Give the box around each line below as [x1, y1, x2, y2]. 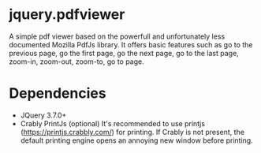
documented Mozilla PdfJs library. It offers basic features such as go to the [9, 39, 253, 49]
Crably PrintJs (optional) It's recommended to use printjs [20, 118, 206, 128]
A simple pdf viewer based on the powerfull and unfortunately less [9, 32, 226, 41]
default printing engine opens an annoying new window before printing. [20, 136, 253, 145]
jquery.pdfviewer [9, 6, 125, 24]
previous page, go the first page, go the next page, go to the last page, [9, 48, 239, 58]
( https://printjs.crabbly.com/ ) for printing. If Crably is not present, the [20, 127, 245, 136]
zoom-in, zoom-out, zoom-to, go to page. [9, 57, 144, 66]
